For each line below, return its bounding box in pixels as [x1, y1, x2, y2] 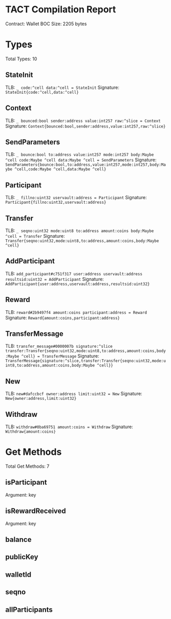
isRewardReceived [5, 507, 67, 516]
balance [5, 535, 32, 544]
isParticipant [5, 478, 47, 487]
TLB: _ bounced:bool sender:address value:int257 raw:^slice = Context [5, 117, 161, 123]
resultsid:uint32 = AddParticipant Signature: [5, 276, 104, 282]
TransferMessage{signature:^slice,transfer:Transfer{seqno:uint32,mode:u [5, 359, 166, 364]
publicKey [5, 553, 38, 561]
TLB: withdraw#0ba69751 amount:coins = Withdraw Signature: [5, 423, 133, 430]
